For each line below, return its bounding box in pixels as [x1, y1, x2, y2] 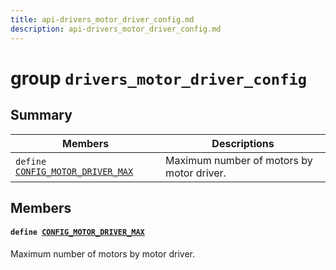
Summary [10, 107, 73, 124]
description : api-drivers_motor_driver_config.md [10, 24, 222, 34]
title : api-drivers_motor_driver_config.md [10, 14, 195, 25]
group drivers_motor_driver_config [10, 67, 308, 90]
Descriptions [211, 136, 275, 150]
